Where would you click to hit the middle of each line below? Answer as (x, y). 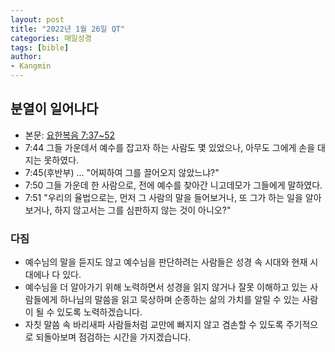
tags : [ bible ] (40, 47)
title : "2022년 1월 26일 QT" (68, 29)
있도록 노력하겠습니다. (99, 312)
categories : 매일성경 (51, 38)
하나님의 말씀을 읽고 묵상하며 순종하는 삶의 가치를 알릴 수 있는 (179, 300)
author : (26, 57)
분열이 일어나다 (54, 109)
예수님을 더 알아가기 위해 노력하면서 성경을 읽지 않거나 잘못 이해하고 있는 (166, 287)
